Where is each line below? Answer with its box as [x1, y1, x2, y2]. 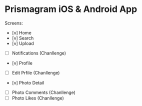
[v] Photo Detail [11, 80, 44, 86]
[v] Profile [11, 60, 33, 66]
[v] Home [11, 29, 32, 35]
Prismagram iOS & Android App [4, 3, 137, 15]
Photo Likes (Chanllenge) [11, 95, 64, 101]
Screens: [4, 20, 23, 26]
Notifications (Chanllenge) [11, 50, 66, 56]
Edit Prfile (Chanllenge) [11, 70, 60, 75]
